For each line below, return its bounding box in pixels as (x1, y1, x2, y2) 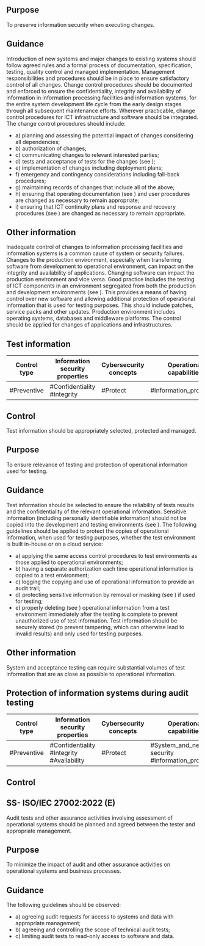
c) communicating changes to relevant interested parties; (15, 151, 160, 158)
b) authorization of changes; (15, 145, 87, 152)
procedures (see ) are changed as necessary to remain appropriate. (15, 209, 186, 217)
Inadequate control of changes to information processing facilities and (6, 244, 183, 251)
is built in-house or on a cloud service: (6, 540, 103, 547)
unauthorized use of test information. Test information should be (15, 616, 178, 624)
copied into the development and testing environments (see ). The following (6, 521, 197, 528)
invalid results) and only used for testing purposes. (15, 630, 143, 637)
